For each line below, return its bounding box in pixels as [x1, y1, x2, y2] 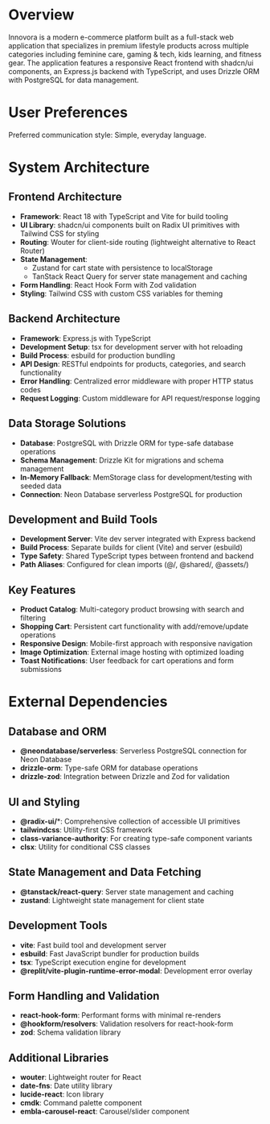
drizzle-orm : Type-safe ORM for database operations [19, 763, 198, 773]
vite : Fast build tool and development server [19, 940, 167, 950]
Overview [8, 6, 75, 24]
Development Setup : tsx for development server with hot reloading [19, 342, 243, 351]
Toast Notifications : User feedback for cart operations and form [19, 656, 235, 666]
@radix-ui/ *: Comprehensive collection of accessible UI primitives [19, 816, 241, 826]
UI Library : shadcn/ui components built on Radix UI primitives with [19, 220, 240, 230]
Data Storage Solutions [8, 417, 127, 430]
